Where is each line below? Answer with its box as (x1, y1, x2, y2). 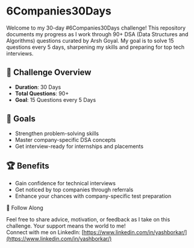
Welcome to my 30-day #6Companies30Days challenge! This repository (6, 24, 186, 31)
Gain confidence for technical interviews (14, 180, 116, 187)
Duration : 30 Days (14, 83, 61, 91)
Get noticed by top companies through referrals (14, 186, 134, 194)
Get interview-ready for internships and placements (14, 142, 143, 150)
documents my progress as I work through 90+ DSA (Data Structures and (6, 30, 189, 37)
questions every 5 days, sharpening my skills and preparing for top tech (6, 43, 185, 51)
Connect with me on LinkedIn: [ (6, 229, 84, 236)
